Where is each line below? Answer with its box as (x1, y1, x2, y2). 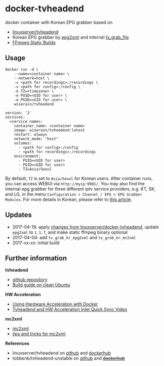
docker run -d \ (5, 67, 39, 72)
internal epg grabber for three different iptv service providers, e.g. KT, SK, (5, 186, 156, 192)
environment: (14, 154, 41, 158)
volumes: (14, 141, 32, 146)
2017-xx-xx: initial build (12, 240, 60, 246)
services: (5, 114, 26, 119)
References (5, 340, 30, 347)
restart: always (14, 132, 48, 137)
